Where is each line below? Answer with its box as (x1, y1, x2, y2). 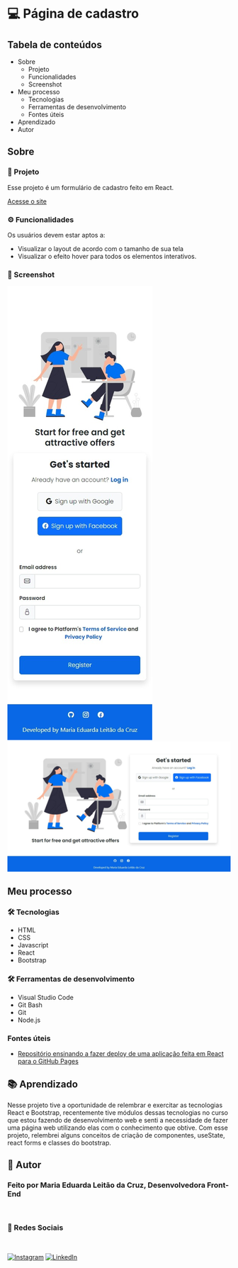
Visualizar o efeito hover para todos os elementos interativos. (17, 252, 197, 260)
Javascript (17, 941, 49, 950)
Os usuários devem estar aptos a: (7, 230, 106, 239)
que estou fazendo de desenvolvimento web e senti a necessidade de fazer (7, 1116, 229, 1124)
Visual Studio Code (17, 993, 74, 1001)
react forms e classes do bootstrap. (7, 1138, 111, 1147)
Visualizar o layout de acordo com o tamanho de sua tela (17, 244, 184, 252)
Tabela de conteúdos (7, 38, 103, 50)
